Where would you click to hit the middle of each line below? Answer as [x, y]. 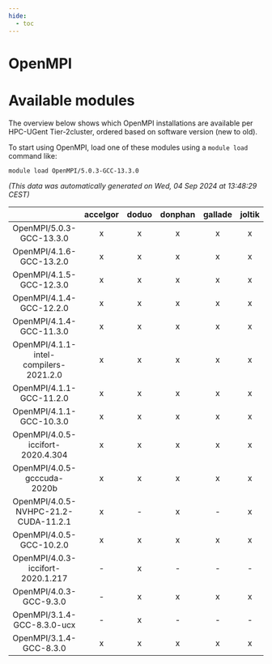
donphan [178, 214]
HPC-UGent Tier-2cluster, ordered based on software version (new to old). [133, 131]
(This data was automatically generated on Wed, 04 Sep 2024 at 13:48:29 [133, 185]
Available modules [72, 100]
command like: [33, 155]
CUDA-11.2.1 [44, 521]
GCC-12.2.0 [44, 308]
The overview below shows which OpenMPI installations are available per [131, 123]
